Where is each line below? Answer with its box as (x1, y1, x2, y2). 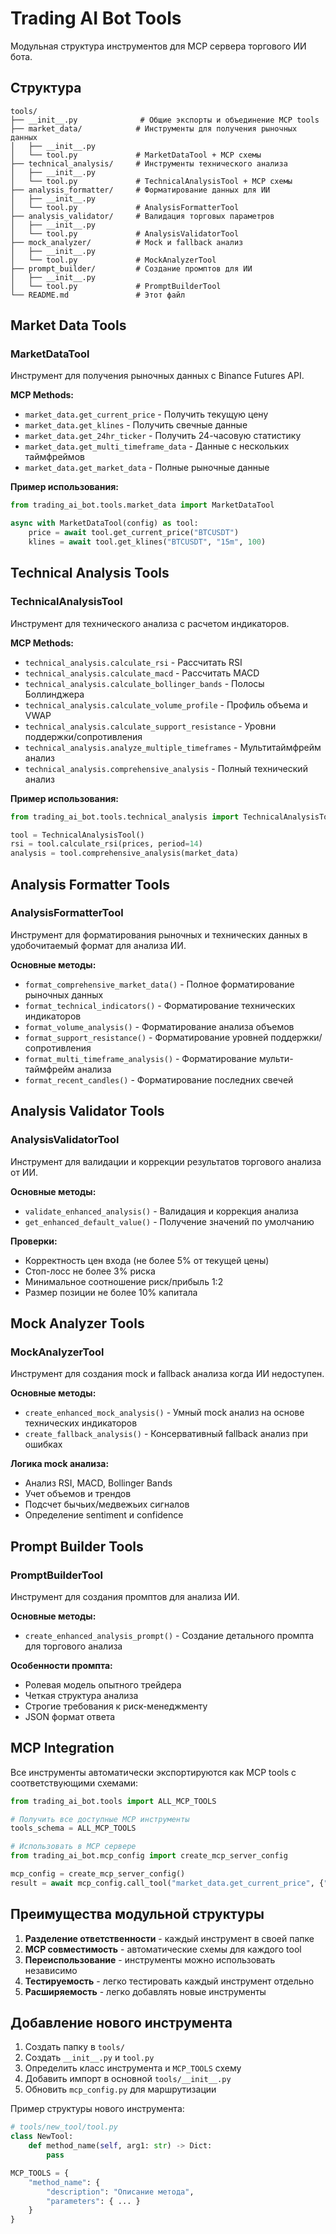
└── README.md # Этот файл (10, 290, 186, 300)
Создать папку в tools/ (24, 2041, 125, 2053)
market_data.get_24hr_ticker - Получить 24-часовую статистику (24, 430, 302, 442)
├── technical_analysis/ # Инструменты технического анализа (10, 158, 288, 169)
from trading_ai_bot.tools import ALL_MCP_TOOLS (10, 1796, 217, 1806)
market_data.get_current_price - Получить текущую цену (24, 408, 269, 421)
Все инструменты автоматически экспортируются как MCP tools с (10, 1766, 297, 1778)
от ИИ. (10, 1166, 38, 1178)
